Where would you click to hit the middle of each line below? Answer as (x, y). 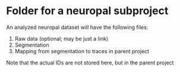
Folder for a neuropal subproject (87, 11)
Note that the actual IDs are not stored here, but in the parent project (90, 63)
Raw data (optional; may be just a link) (61, 38)
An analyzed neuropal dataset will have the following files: (77, 27)
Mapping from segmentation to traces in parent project (82, 51)
